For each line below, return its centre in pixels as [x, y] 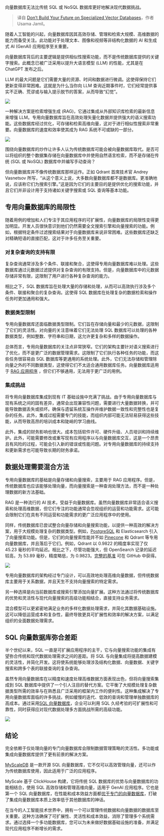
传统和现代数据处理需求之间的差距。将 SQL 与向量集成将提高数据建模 [87, 656]
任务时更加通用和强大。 [29, 299]
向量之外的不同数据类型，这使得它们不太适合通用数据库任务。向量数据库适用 [82, 365]
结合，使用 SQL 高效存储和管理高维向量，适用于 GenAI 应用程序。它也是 [86, 788]
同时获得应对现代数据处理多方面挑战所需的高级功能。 [71, 710]
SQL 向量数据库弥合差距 [41, 637]
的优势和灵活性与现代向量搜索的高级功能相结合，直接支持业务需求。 [73, 598]
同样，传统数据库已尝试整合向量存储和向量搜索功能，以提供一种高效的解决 [80, 525]
